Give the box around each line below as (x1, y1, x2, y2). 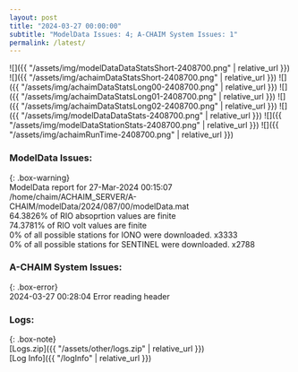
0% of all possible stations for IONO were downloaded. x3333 (9, 229, 238, 240)
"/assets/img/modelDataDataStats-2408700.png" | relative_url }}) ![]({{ (21, 110, 282, 121)
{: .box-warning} (9, 172, 70, 183)
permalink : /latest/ (9, 38, 87, 48)
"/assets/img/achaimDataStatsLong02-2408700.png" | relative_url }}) (21, 100, 277, 112)
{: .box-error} (9, 281, 58, 292)
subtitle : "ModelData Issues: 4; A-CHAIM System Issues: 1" (9, 30, 239, 39)
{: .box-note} (9, 333, 56, 345)
